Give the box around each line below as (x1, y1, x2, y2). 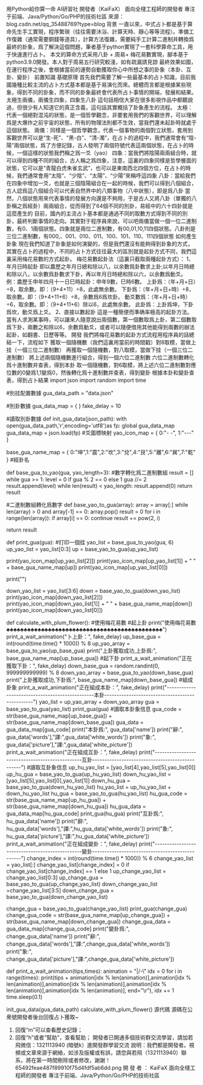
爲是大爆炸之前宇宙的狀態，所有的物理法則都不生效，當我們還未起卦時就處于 (6, 119, 197, 126)
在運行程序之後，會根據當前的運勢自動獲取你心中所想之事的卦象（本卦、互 (6, 66, 192, 73)
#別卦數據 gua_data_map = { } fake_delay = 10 (6, 402, 121, 409)
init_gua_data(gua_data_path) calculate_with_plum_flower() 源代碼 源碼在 (6, 1006, 188, 1013)
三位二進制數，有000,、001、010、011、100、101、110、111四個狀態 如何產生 (6, 233, 197, 239)
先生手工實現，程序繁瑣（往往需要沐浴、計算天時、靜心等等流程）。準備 (11, 28, 189, 35)
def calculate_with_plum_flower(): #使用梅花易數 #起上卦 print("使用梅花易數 (6, 619, 196, 626)
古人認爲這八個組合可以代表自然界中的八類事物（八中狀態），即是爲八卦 (6, 187, 184, 194)
